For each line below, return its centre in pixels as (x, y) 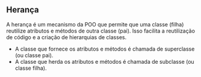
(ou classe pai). (34, 55)
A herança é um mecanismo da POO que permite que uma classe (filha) (95, 24)
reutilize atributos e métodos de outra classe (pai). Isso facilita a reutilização (101, 31)
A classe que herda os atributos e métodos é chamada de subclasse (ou (104, 61)
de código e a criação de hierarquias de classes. (66, 37)
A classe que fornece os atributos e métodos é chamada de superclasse (105, 49)
